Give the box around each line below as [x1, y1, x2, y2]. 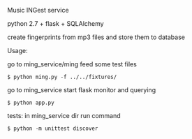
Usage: [7, 47, 28, 54]
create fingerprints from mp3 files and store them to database [7, 33, 185, 41]
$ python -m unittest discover [7, 125, 98, 132]
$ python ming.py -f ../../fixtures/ [7, 73, 117, 80]
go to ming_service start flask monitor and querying [7, 86, 156, 94]
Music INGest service [7, 6, 69, 14]
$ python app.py [7, 99, 54, 106]
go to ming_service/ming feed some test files [7, 60, 138, 68]
